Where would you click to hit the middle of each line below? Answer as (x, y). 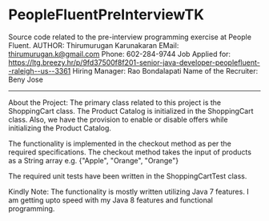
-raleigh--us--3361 (40, 70)
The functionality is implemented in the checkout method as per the (120, 143)
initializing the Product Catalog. (60, 128)
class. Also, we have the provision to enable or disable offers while (118, 119)
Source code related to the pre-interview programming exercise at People (130, 37)
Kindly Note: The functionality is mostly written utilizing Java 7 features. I (129, 191)
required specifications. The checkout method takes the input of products (130, 152)
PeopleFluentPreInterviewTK (106, 15)
